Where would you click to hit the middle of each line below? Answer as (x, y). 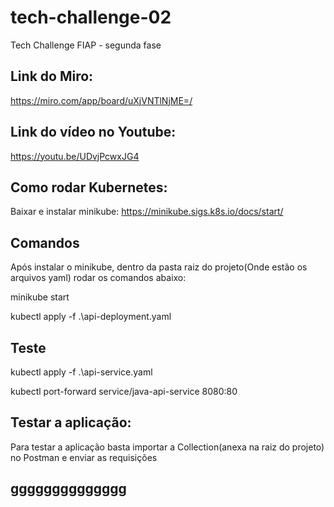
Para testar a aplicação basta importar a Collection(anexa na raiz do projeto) (167, 447)
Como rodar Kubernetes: (89, 187)
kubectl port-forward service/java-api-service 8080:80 (124, 391)
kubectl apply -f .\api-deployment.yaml (91, 317)
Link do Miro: (52, 76)
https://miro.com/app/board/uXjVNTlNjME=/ (101, 100)
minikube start (40, 297)
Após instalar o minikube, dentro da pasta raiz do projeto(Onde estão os (159, 267)
